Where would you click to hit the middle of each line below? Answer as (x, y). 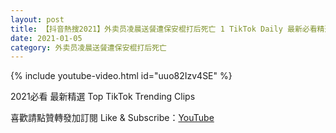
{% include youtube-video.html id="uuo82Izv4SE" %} (121, 76)
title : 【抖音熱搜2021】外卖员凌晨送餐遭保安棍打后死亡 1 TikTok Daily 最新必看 (164, 29)
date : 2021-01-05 (46, 38)
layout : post (37, 19)
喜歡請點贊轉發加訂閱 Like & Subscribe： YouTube (112, 118)
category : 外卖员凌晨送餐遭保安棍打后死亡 (88, 47)
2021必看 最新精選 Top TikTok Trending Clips (103, 97)
